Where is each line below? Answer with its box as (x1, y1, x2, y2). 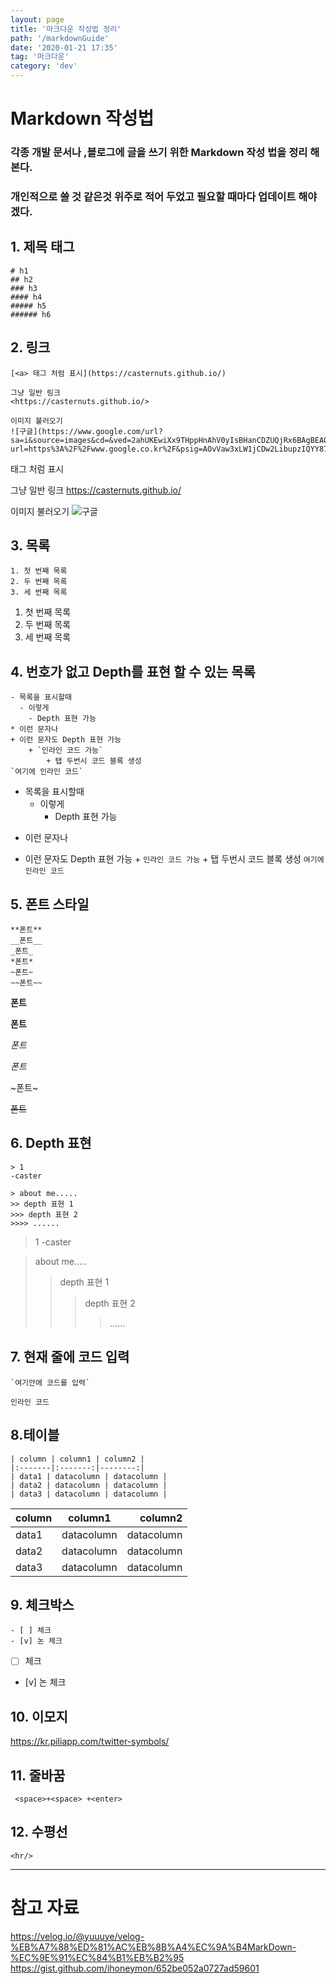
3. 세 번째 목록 (10, 587, 68, 598)
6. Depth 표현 (10, 1135, 92, 1152)
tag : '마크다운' (10, 52, 70, 62)
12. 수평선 (10, 1824, 68, 1841)
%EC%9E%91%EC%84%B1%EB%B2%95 (10, 1951, 185, 1963)
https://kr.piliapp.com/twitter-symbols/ (10, 1736, 170, 1748)
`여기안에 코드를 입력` (10, 1377, 91, 1388)
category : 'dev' (10, 61, 78, 71)
